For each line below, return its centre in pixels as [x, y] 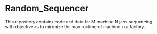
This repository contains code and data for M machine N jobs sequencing [79, 22]
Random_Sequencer [47, 8]
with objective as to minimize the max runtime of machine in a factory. [75, 26]
